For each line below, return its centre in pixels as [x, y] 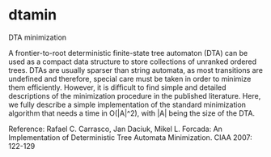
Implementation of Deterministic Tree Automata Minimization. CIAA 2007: [130, 137]
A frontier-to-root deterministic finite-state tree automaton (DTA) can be [128, 53]
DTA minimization [38, 37]
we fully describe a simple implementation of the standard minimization [127, 104]
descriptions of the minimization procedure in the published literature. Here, [135, 95]
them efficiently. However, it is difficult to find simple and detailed [117, 87]
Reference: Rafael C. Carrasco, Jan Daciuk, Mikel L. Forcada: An [115, 129]
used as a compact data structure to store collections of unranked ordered [133, 62]
